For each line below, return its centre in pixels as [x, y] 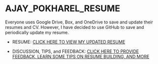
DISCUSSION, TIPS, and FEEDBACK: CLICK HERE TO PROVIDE [75, 51]
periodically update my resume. [37, 32]
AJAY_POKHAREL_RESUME [63, 9]
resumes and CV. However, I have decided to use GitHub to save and [75, 27]
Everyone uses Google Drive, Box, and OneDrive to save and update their [79, 22]
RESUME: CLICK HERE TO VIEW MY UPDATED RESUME [69, 42]
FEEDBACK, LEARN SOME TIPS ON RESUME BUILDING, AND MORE [81, 56]
